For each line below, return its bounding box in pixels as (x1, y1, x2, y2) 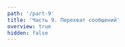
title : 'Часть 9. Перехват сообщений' (7, 17, 120, 23)
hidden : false (7, 29, 49, 37)
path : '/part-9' (7, 10, 54, 17)
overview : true (7, 23, 52, 30)
